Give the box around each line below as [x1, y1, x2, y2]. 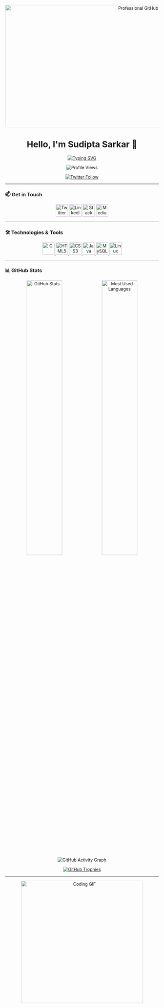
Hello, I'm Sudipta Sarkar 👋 [26, 139, 138, 150]
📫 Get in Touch [5, 191, 42, 198]
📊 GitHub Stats [5, 267, 42, 274]
